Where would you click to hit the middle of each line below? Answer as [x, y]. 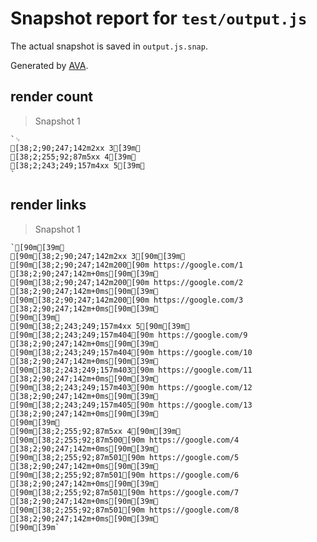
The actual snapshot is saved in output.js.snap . [109, 46]
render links [48, 205]
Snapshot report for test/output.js [159, 18]
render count [51, 97]
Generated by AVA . [49, 65]
